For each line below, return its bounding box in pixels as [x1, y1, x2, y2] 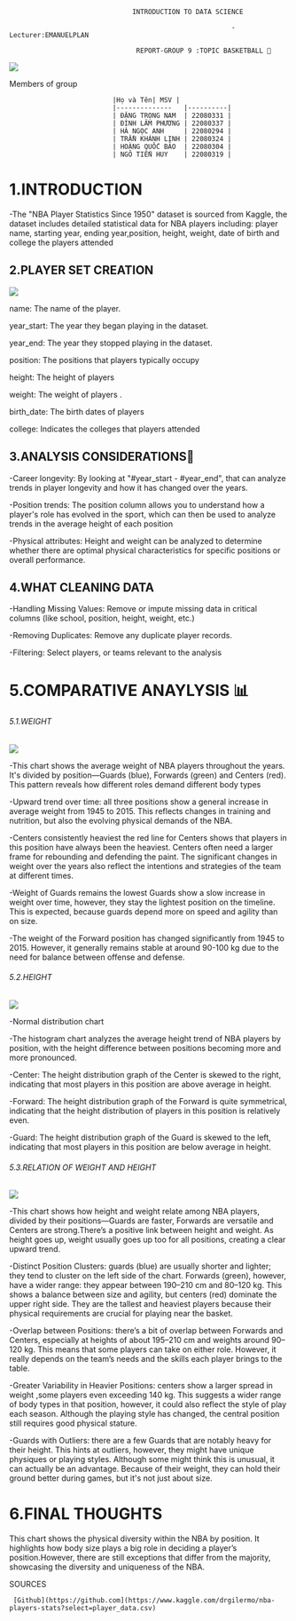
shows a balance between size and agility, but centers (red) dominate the [9, 1289, 277, 1300]
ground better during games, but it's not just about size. [9, 1473, 213, 1483]
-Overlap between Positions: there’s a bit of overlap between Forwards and [9, 1325, 284, 1336]
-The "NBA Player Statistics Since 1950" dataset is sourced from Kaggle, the [9, 209, 288, 219]
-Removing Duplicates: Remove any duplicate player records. [9, 630, 233, 641]
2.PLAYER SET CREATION [9, 263, 154, 278]
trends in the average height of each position [9, 518, 174, 529]
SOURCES [9, 1579, 47, 1590]
